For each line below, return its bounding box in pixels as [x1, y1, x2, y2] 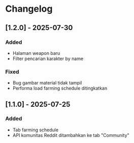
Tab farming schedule [12, 127, 59, 133]
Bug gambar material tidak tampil [12, 80, 82, 86]
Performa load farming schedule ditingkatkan [12, 85, 108, 92]
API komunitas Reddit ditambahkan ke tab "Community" [12, 132, 129, 138]
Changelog [5, 3, 53, 15]
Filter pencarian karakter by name [12, 55, 84, 62]
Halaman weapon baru [12, 50, 60, 56]
